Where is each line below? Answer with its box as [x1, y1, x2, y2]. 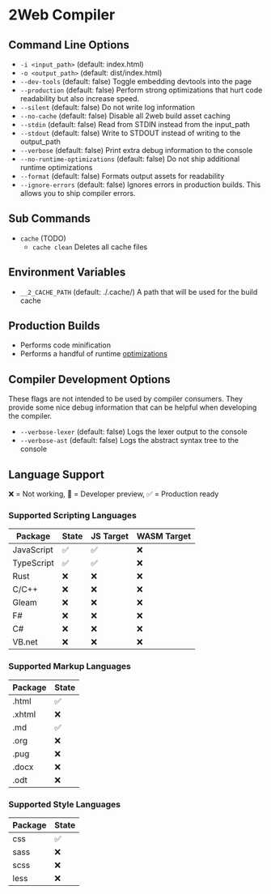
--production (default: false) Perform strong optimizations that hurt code [19, 85, 263, 95]
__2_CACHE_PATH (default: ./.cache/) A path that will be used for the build [19, 287, 258, 296]
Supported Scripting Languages [8, 509, 138, 521]
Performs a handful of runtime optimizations [19, 349, 168, 359]
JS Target [90, 530, 129, 542]
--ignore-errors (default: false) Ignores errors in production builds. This [19, 180, 261, 189]
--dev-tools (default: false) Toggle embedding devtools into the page [19, 77, 252, 86]
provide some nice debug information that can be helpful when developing [8, 402, 257, 412]
